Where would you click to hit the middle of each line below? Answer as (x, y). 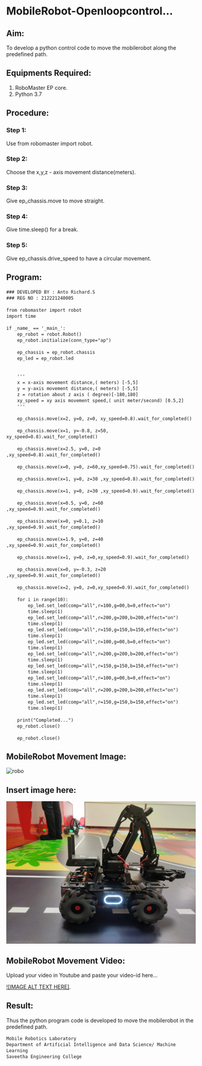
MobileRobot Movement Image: (66, 756)
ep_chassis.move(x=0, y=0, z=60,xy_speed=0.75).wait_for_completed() (106, 467)
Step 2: (17, 159)
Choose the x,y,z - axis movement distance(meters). (71, 172)
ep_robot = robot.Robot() (50, 334)
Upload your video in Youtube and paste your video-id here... (82, 975)
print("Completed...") (45, 720)
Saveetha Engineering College (44, 1056)
